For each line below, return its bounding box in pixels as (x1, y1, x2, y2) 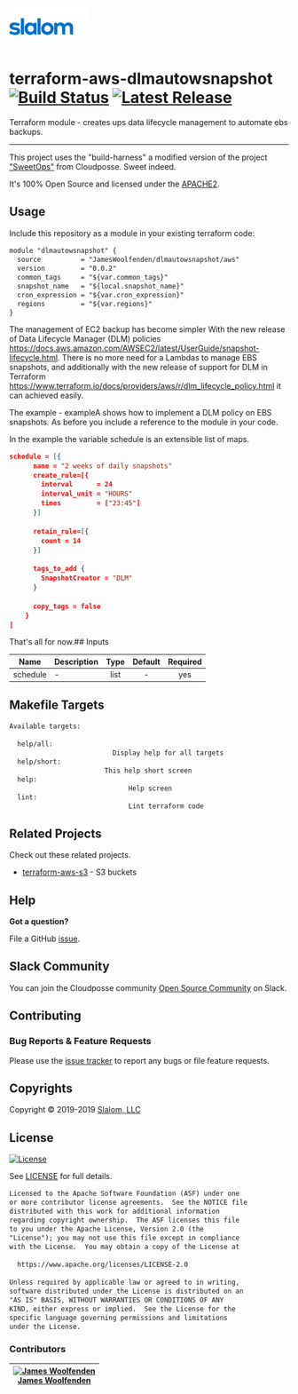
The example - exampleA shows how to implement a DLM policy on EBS (9, 407, 272, 417)
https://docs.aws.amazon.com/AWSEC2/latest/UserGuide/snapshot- (9, 343, 260, 353)
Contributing (9, 1009, 82, 1024)
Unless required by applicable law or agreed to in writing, (9, 1278, 240, 1287)
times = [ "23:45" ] (41, 499, 141, 508)
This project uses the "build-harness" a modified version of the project (9, 152, 268, 162)
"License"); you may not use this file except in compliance (9, 1233, 240, 1243)
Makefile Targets (9, 698, 105, 713)
